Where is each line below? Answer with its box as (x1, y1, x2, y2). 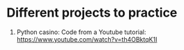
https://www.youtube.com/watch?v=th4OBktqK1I (16, 35, 158, 43)
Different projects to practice (6, 5, 178, 21)
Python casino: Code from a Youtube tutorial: (16, 28, 147, 36)
